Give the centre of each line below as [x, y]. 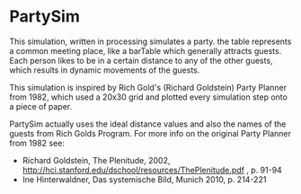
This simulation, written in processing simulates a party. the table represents [150, 41]
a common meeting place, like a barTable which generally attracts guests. [146, 50]
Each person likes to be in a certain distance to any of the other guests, [141, 60]
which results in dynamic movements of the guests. [105, 70]
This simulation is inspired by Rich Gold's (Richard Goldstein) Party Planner [148, 87]
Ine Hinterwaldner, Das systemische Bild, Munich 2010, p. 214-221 [144, 179]
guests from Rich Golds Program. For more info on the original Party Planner [150, 133]
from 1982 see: [37, 143]
